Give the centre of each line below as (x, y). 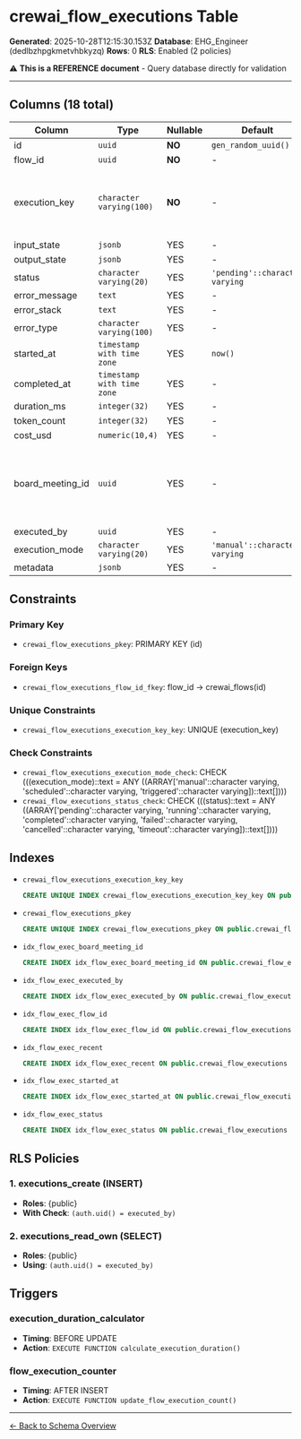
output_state (40, 259)
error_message (46, 295)
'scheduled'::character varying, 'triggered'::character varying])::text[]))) (155, 791)
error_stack (38, 309)
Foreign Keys (39, 668)
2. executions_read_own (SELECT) (86, 1236)
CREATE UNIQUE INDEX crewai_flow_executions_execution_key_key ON (149, 896)
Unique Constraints (52, 710)
